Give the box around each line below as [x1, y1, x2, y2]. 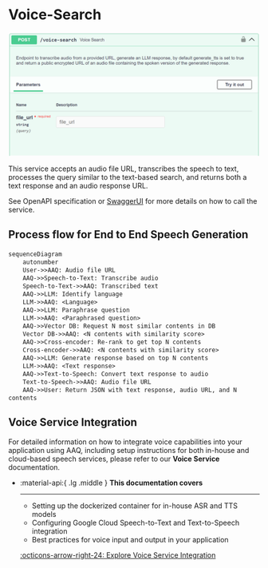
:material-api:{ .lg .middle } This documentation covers [19, 478, 203, 487]
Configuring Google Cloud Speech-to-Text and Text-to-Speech [31, 518, 240, 527]
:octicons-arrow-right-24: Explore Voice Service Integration [19, 550, 216, 560]
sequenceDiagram [8, 250, 62, 258]
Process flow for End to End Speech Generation [8, 228, 249, 241]
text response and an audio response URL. [8, 181, 148, 191]
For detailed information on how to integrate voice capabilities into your [8, 437, 242, 447]
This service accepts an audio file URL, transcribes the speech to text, [8, 164, 239, 173]
